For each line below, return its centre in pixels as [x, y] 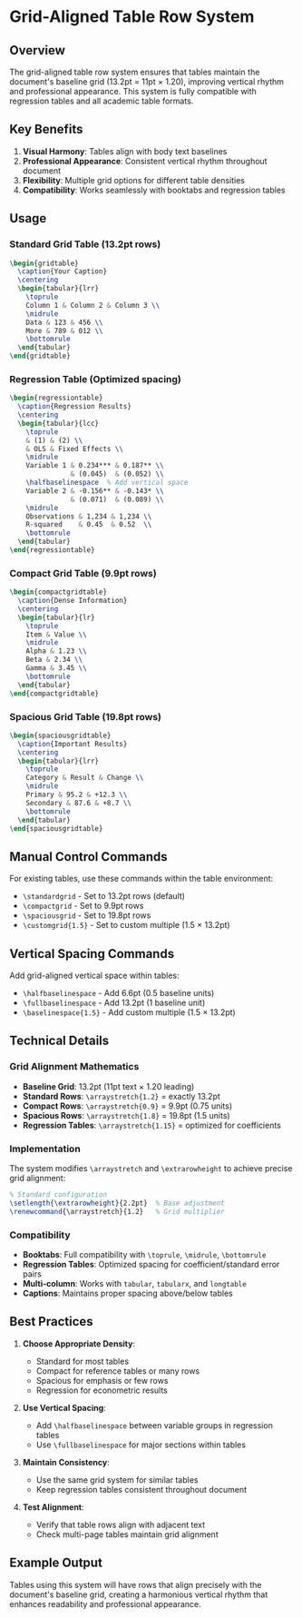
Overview [38, 50]
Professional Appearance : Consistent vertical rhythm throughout [145, 161]
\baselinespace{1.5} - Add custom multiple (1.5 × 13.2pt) [129, 1012]
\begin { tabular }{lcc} [58, 423]
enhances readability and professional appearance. [105, 1603]
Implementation [45, 1149]
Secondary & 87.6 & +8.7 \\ [78, 803]
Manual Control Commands [88, 857]
